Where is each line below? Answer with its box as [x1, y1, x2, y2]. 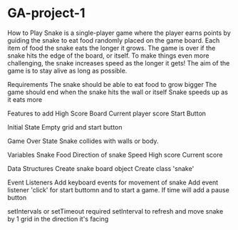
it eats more [7, 95, 43, 104]
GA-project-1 [7, 5, 86, 21]
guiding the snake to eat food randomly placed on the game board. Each [7, 36, 220, 44]
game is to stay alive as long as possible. [7, 66, 128, 75]
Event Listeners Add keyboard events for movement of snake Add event [7, 178, 219, 187]
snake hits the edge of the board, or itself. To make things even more [7, 51, 209, 60]
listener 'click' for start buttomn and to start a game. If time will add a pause [7, 185, 229, 194]
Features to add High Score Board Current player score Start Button [7, 109, 207, 117]
